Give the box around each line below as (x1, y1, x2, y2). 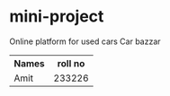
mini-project (9, 6, 104, 27)
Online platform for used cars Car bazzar (9, 36, 161, 47)
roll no (57, 57, 85, 69)
